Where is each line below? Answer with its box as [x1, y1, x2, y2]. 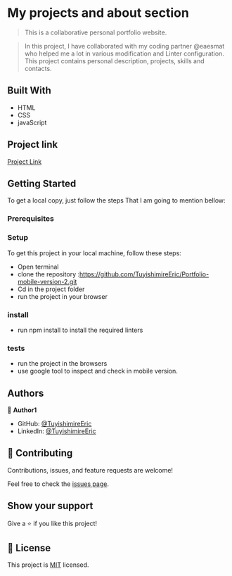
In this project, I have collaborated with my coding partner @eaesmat [24, 41, 225, 50]
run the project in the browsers [17, 359, 108, 368]
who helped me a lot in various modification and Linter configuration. [24, 49, 225, 58]
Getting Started [7, 177, 77, 189]
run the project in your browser [17, 292, 108, 300]
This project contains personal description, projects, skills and [24, 56, 205, 65]
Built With [7, 84, 51, 96]
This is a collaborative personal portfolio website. [24, 28, 167, 37]
